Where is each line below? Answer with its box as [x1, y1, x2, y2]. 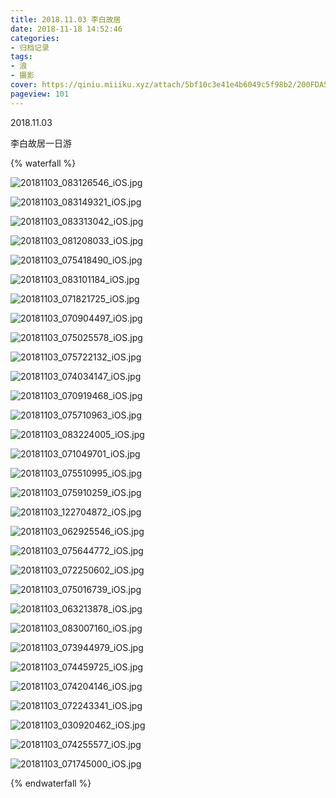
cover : [10, 80, 38, 90]
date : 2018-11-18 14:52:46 [10, 24, 123, 34]
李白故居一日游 [10, 137, 72, 149]
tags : [10, 52, 33, 62]
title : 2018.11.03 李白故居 [10, 14, 122, 25]
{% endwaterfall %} [10, 777, 92, 789]
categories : [10, 33, 60, 43]
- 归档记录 [10, 42, 50, 53]
